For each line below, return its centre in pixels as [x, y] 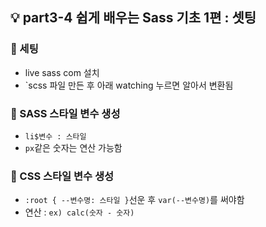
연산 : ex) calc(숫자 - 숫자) [79, 212]
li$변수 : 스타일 [55, 136]
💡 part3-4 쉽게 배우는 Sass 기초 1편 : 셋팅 [133, 18]
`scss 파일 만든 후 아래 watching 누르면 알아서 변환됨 [129, 85]
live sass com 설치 [62, 72]
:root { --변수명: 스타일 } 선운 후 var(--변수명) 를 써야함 [134, 200]
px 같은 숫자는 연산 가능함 [73, 147]
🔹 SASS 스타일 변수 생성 [65, 113]
